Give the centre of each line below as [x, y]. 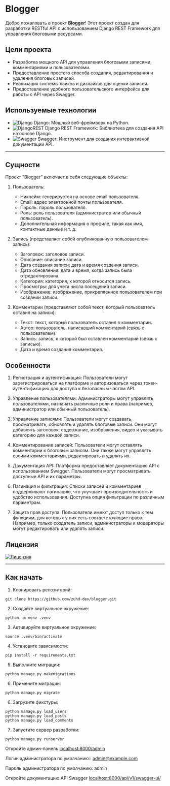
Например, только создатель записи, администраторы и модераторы [88, 523]
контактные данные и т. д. [48, 229]
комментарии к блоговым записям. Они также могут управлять [82, 451]
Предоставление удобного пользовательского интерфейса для [81, 89]
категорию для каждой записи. [46, 435]
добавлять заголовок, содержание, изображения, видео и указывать [88, 430]
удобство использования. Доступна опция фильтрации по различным [88, 497]
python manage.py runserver [35, 739]
